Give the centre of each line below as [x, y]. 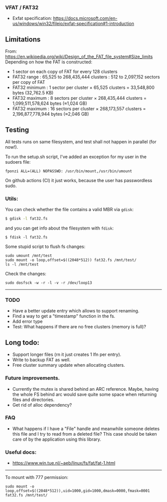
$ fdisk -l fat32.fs [27, 238]
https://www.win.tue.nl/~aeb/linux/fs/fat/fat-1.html [64, 463]
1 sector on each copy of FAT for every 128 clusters [65, 72]
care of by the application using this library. [57, 439]
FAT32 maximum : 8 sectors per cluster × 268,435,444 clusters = [79, 98]
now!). [12, 147]
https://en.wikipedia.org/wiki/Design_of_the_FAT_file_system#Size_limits [79, 57]
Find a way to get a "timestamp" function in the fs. [64, 316]
